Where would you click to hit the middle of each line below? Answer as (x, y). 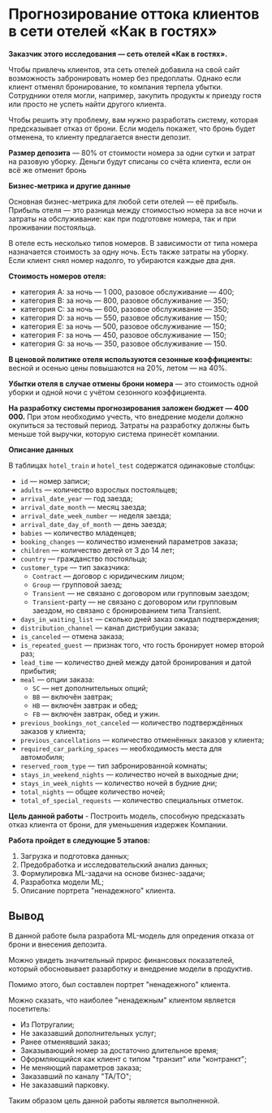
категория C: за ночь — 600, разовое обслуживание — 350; (125, 308)
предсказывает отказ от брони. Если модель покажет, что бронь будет (132, 128)
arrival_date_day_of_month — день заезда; (93, 524)
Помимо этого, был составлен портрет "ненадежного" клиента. (120, 984)
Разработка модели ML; (62, 882)
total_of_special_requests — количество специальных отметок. (132, 800)
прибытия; (38, 671)
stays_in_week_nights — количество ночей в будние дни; (119, 783)
